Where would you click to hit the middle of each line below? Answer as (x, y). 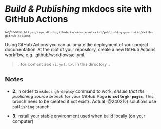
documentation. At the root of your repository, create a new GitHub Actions (80, 49)
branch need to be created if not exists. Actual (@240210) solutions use (84, 101)
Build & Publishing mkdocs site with (79, 9)
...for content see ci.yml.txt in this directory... (63, 64)
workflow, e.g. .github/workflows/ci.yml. (45, 55)
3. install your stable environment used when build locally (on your (79, 116)
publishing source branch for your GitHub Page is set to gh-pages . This (83, 96)
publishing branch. (31, 106)
